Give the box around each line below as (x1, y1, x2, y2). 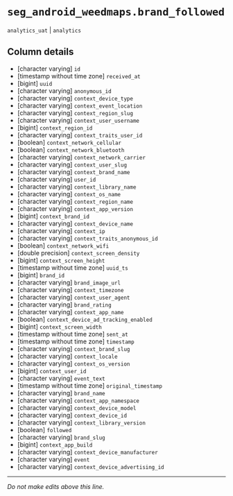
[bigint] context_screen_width (17, 322, 102, 331)
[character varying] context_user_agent (17, 293, 130, 301)
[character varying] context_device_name (17, 219, 134, 228)
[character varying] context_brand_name (17, 167, 130, 176)
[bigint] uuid (17, 79, 53, 87)
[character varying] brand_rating (17, 300, 112, 309)
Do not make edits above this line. (7, 482, 105, 490)
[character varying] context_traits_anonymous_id (17, 234, 158, 242)
